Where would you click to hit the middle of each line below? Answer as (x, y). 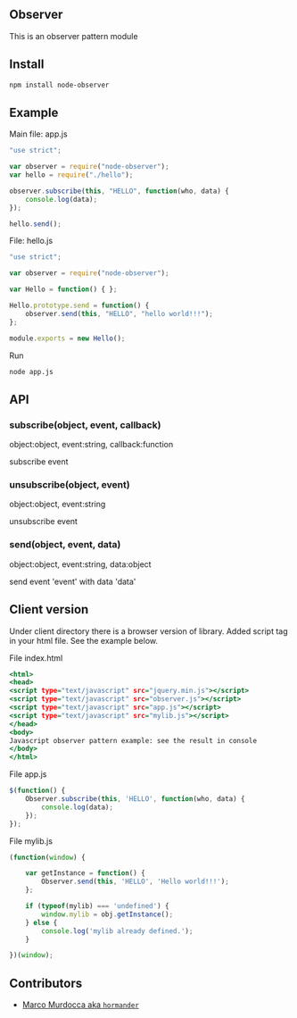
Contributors (46, 983)
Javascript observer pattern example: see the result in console (133, 740)
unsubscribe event (44, 522)
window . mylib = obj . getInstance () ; (107, 914)
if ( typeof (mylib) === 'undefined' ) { (97, 906)
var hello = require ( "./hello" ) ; (71, 175)
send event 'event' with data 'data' (73, 581)
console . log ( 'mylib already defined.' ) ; (117, 931)
